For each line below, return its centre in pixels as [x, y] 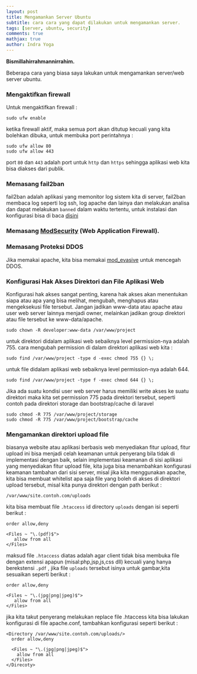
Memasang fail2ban [35, 184]
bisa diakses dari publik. [35, 168]
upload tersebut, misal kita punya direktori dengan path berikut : [84, 485]
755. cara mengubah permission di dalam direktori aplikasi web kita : [89, 347]
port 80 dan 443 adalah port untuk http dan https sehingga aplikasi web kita [98, 163]
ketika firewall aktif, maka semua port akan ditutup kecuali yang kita [88, 129]
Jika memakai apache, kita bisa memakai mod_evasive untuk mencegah [93, 260]
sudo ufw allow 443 [30, 151]
